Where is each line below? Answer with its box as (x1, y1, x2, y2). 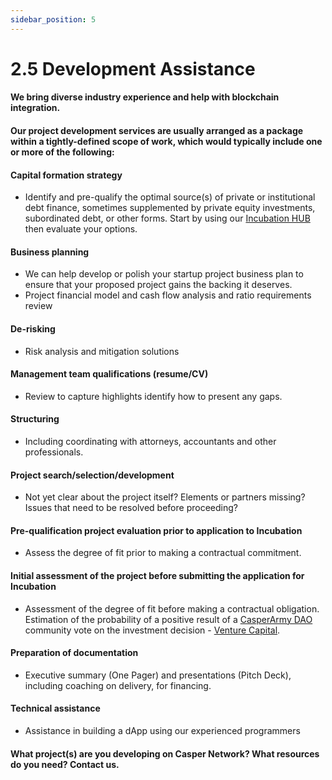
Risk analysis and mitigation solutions (24, 345, 180, 357)
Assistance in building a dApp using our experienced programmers (24, 725, 301, 737)
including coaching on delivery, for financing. (24, 679, 212, 691)
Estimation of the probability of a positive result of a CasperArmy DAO (24, 613, 313, 625)
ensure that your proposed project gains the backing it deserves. (24, 279, 293, 291)
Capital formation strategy (10, 169, 123, 181)
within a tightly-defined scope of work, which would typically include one (10, 136, 323, 147)
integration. (10, 102, 61, 114)
